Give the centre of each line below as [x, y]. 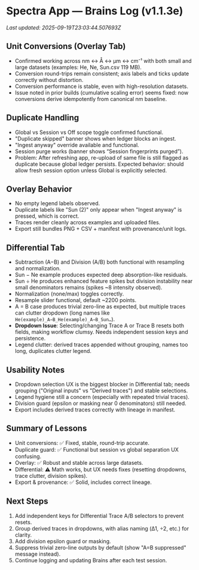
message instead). [38, 554]
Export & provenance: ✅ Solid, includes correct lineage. [83, 482]
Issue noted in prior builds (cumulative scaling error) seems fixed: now [102, 92]
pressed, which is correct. [47, 216]
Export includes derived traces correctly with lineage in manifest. [95, 410]
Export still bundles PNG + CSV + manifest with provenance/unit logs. [101, 229]
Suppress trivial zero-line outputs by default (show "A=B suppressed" [100, 547]
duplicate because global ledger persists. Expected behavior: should [99, 164]
